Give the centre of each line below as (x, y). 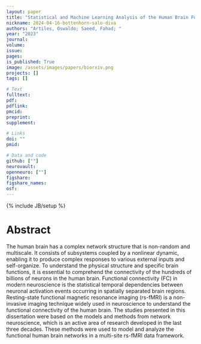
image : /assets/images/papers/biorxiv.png (60, 67)
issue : (14, 51)
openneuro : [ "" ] (26, 172)
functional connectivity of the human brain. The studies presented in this (96, 310)
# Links (16, 133)
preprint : (19, 117)
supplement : (21, 123)
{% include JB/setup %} (36, 206)
